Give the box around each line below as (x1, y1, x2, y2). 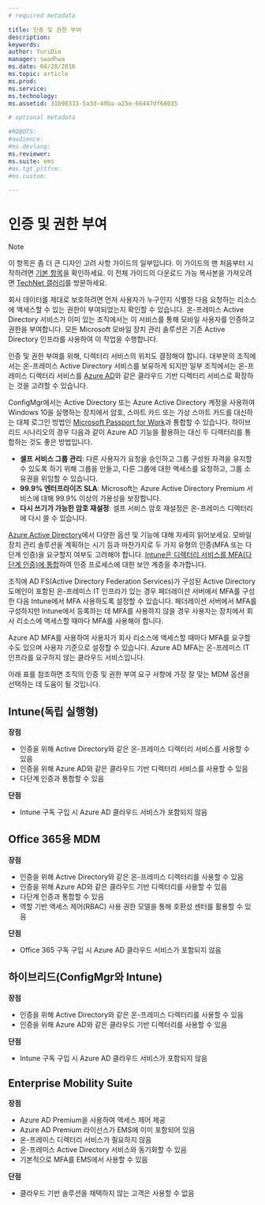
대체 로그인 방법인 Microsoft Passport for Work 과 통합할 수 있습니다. (16, 417, 230, 427)
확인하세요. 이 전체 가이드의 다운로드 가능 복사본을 (70, 268, 225, 278)
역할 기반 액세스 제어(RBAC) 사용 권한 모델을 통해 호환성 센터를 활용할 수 (19, 901, 243, 911)
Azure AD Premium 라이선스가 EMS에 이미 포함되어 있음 (19, 1125, 196, 1135)
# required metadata (8, 11, 77, 20)
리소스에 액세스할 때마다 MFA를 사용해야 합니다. (16, 616, 164, 625)
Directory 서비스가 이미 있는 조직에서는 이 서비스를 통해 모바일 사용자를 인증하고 (8, 315, 255, 324)
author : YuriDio (8, 48, 62, 56)
